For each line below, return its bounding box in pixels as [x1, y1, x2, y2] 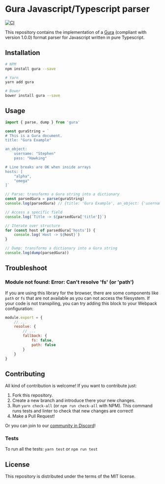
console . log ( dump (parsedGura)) [5, 251, 69, 256]
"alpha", [14, 173, 32, 179]
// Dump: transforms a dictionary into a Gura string [5, 246, 118, 251]
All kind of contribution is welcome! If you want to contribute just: [5, 383, 137, 389]
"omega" [14, 178, 29, 183]
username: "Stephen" [14, 151, 56, 156]
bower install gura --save [5, 93, 60, 98]
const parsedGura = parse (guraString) [5, 197, 84, 201]
